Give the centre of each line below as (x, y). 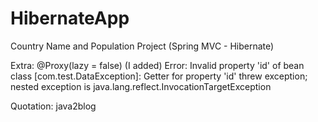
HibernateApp (70, 18)
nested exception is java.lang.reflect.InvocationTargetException (141, 86)
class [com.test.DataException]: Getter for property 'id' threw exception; (159, 76)
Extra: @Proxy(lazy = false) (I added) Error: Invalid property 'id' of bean (157, 65)
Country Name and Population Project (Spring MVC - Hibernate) (142, 46)
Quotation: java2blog (53, 106)
